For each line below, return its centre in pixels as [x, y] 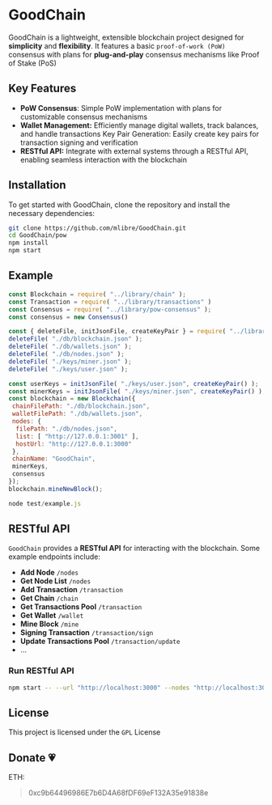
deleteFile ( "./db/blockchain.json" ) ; [76, 339]
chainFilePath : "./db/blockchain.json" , [81, 406]
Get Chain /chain [49, 598]
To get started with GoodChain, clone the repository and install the [119, 205]
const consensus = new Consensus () [68, 317]
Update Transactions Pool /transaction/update [100, 642]
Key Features [42, 89]
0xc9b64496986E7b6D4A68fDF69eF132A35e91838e [118, 793]
